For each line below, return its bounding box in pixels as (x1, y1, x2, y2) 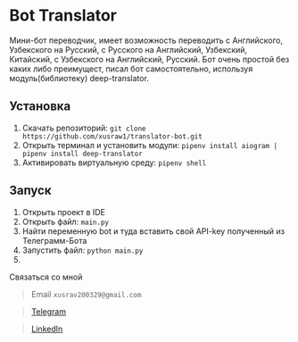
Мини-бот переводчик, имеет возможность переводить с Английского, (9, 35, 284, 46)
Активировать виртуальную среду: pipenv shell (21, 157, 207, 168)
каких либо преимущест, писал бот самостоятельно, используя (9, 63, 253, 74)
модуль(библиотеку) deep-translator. (9, 72, 150, 83)
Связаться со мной (9, 271, 83, 282)
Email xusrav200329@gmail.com (30, 288, 142, 299)
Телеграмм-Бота (21, 235, 87, 246)
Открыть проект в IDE (21, 206, 105, 217)
